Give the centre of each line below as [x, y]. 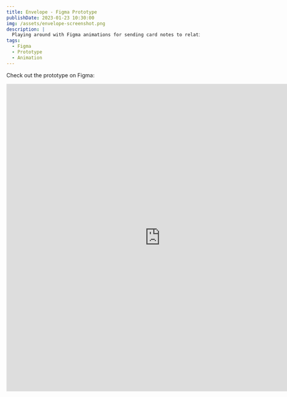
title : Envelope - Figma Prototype [52, 12]
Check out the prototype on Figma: [51, 75]
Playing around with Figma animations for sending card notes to [97, 35]
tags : [13, 40]
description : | [26, 29]
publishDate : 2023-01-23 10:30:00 [51, 18]
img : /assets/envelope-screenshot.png [56, 23]
